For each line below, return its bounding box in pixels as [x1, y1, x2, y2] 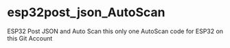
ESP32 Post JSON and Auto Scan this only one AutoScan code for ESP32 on [7, 27, 224, 35]
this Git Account [7, 34, 53, 42]
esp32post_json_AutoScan [7, 5, 165, 20]
